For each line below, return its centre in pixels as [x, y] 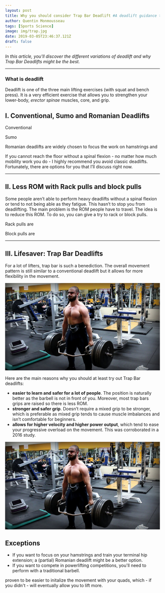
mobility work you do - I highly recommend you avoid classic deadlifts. [77, 161]
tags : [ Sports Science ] [29, 26]
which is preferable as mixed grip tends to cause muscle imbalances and [86, 414]
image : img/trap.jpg [26, 31]
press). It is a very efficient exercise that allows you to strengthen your [76, 95]
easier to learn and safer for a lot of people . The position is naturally [82, 393]
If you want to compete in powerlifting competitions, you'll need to [79, 565]
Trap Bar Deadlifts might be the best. [42, 61]
